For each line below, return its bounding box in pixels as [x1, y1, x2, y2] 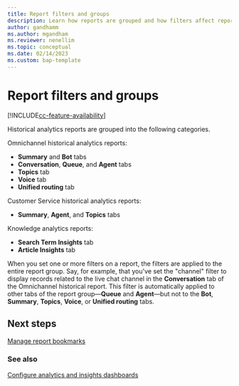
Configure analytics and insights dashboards [7, 370, 139, 379]
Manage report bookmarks [7, 336, 86, 345]
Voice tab [17, 175, 47, 184]
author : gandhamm [7, 24, 59, 31]
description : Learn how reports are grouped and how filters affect [7, 17, 215, 24]
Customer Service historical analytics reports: [7, 197, 142, 205]
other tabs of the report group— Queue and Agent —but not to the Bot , [7, 289, 213, 298]
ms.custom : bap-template [7, 57, 81, 64]
